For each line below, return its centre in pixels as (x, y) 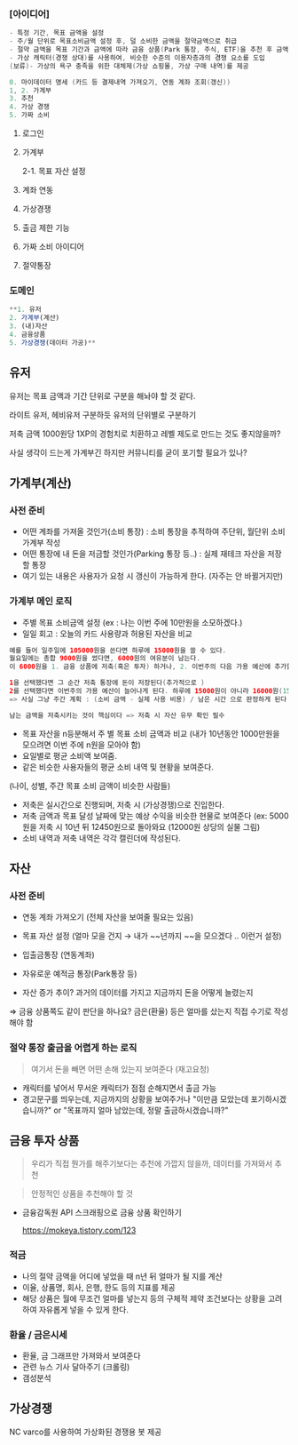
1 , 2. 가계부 (30, 91)
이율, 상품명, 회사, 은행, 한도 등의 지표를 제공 (98, 1287)
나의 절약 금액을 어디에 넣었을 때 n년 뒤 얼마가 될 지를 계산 (122, 1276)
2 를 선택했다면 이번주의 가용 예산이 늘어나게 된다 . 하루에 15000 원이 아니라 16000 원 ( (146, 691)
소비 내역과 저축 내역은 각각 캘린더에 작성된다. (102, 838)
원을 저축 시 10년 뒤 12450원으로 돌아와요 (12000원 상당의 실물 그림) (141, 826)
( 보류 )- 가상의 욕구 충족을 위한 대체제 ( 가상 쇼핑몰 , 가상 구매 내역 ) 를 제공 (129, 66)
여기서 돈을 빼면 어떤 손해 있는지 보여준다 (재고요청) (120, 1069)
